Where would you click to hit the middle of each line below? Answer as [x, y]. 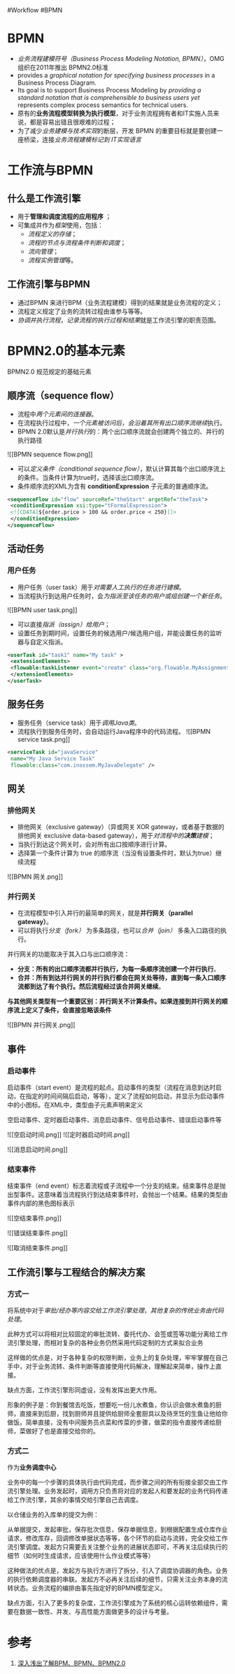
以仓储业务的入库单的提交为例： [53, 1515]
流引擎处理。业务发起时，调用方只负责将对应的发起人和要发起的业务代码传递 [117, 1491]
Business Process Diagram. [57, 83]
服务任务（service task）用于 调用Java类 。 [79, 723]
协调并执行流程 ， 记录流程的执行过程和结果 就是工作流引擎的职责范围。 [119, 320]
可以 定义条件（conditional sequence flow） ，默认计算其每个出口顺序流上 [121, 469]
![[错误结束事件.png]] [37, 1233]
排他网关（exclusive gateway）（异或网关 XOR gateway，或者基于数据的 [121, 827]
